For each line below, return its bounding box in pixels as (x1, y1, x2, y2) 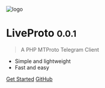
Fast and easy (14, 64, 49, 71)
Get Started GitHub (6, 75, 53, 83)
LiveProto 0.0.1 (6, 27, 77, 40)
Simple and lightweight (14, 57, 71, 65)
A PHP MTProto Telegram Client (20, 46, 100, 53)
